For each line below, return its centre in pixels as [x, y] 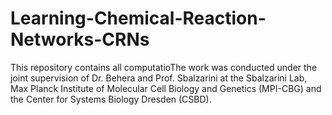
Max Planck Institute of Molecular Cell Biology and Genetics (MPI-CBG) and [166, 88]
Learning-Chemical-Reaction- [138, 18]
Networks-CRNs [80, 39]
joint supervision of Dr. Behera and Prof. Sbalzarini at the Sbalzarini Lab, [159, 78]
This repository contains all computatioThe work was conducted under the [164, 67]
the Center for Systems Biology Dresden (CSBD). [111, 99]
